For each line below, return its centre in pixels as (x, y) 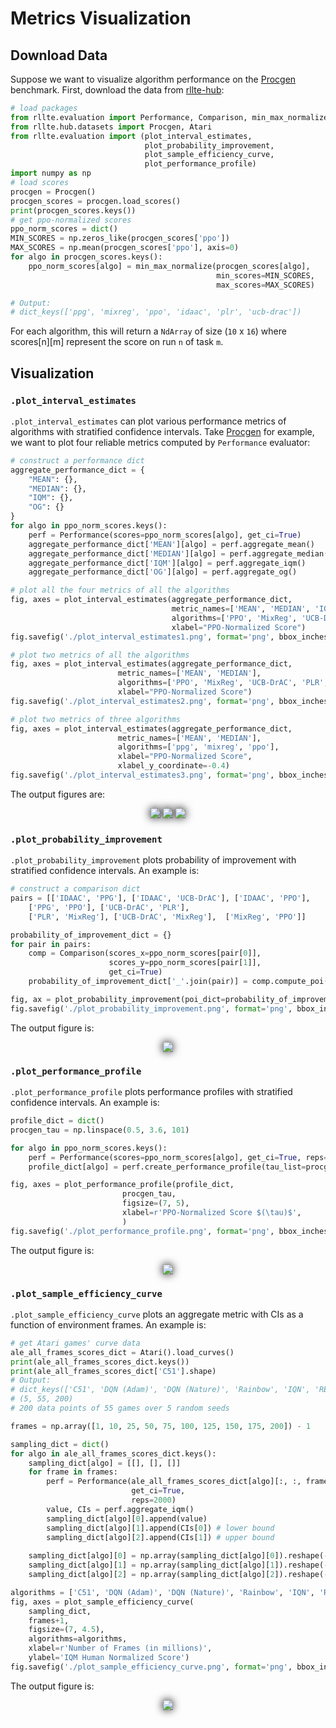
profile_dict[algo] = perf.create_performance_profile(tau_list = (167, 1167)
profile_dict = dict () (57, 1121)
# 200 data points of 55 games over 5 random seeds (120, 1408)
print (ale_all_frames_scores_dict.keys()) (100, 1362)
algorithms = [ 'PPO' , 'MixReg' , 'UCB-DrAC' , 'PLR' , (223, 683)
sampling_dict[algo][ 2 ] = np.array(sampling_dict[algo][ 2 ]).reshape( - (178, 1575)
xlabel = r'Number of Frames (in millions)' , (120, 1648)
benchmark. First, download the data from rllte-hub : (117, 90)
